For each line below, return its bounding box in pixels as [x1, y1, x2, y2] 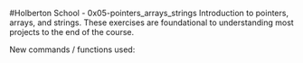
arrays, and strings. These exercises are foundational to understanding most [9, 17, 294, 28]
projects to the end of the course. [9, 27, 135, 37]
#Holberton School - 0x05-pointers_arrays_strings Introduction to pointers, [9, 8, 289, 18]
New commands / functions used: [9, 44, 136, 55]
